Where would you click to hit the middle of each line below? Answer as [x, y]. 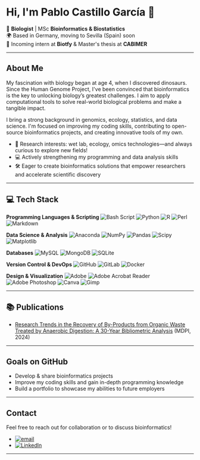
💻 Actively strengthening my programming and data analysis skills [96, 157]
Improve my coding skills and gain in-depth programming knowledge [99, 382]
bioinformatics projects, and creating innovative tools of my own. [104, 132]
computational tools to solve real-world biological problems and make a [94, 101]
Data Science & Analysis [37, 234]
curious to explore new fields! [51, 150]
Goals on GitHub [37, 361]
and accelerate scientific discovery [58, 174]
